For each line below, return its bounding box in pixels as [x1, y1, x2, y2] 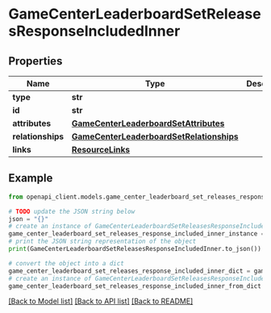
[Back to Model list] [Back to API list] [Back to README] [8, 296, 194, 307]
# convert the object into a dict [8, 259, 125, 267]
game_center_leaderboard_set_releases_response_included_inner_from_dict [8, 282, 262, 290]
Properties [8, 54, 63, 68]
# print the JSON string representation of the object [8, 237, 197, 246]
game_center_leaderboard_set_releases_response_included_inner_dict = [8, 267, 251, 275]
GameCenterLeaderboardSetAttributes [71, 118, 225, 129]
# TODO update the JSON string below [8, 207, 135, 215]
